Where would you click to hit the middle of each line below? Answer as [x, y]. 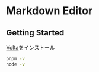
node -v [16, 64]
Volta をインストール [31, 48]
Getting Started [35, 33]
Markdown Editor [49, 11]
